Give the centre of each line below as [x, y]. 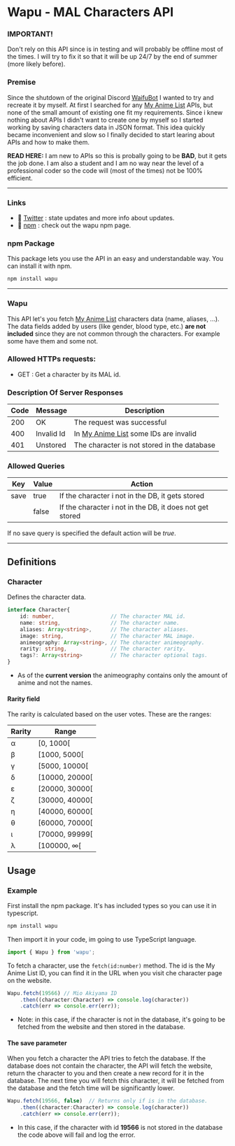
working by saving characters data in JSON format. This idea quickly [106, 127]
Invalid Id [51, 434]
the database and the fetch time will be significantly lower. [91, 1088]
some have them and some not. [53, 341]
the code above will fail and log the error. [76, 1135]
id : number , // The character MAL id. [103, 616]
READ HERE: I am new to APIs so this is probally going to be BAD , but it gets [117, 155]
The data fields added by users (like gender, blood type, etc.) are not [107, 326]
